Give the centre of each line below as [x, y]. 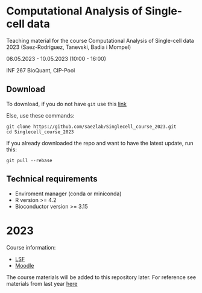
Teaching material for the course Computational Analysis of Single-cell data [100, 40]
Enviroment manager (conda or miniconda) [68, 194]
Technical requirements [52, 179]
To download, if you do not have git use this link [66, 104]
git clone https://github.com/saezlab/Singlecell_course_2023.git [91, 127]
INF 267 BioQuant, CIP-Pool [41, 70]
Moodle [24, 265]
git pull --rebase [29, 160]
